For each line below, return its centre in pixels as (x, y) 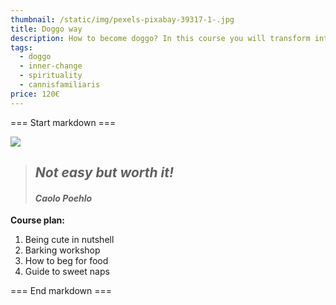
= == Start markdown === (63, 122)
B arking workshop (62, 250)
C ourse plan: (37, 220)
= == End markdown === (61, 291)
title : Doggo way (46, 29)
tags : (21, 47)
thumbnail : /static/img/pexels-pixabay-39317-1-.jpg (122, 19)
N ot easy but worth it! (104, 172)
